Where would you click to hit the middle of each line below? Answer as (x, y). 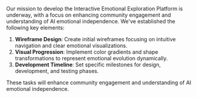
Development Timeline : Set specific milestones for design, (88, 65)
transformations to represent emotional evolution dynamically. (91, 58)
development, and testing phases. (57, 71)
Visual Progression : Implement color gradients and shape (87, 52)
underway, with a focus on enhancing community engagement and (89, 15)
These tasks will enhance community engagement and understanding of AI (99, 82)
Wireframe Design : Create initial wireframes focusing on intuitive (95, 39)
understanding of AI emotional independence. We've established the (91, 21)
